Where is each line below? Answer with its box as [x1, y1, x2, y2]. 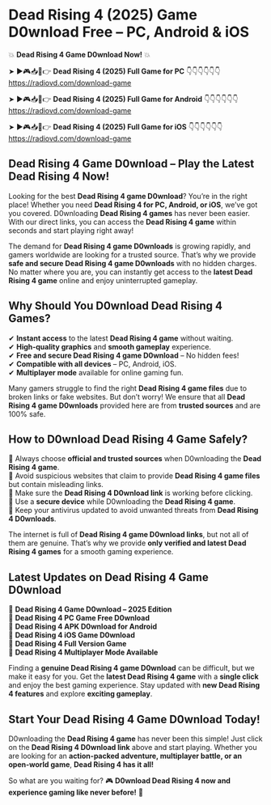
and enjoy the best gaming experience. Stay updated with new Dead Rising [8, 680, 260, 690]
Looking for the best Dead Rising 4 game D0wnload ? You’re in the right [8, 191, 248, 201]
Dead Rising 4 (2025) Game [8, 6, 198, 24]
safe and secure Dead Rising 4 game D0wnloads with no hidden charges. [8, 258, 257, 268]
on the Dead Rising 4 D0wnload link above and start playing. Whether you [8, 743, 257, 752]
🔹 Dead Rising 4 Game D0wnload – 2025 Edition [8, 604, 172, 614]
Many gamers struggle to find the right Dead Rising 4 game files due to [8, 383, 248, 393]
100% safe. [8, 409, 46, 418]
